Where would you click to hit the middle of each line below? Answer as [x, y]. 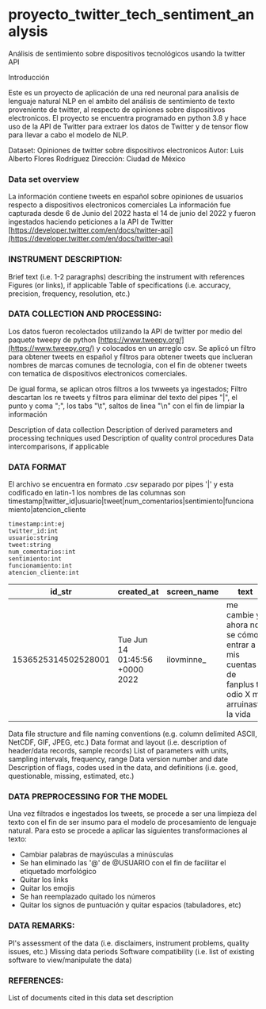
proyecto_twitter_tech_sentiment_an [131, 15]
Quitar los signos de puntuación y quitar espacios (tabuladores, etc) [130, 905]
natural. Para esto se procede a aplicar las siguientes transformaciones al [128, 830]
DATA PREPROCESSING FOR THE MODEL [88, 797]
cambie [241, 615]
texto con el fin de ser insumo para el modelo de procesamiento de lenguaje [133, 822]
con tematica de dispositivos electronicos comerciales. [98, 373]
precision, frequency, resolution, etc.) [69, 293]
